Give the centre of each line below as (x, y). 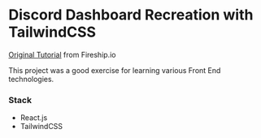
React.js (34, 118)
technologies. (31, 79)
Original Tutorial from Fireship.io (62, 54)
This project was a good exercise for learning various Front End (115, 70)
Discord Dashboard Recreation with (131, 15)
